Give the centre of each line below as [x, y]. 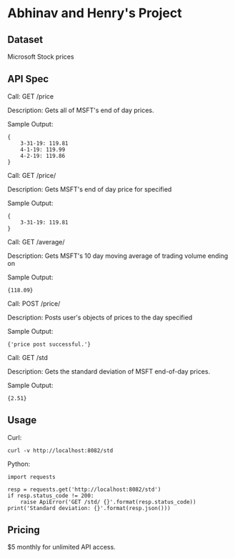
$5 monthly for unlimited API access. [61, 547]
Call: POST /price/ [34, 303]
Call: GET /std [28, 357]
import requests [31, 477]
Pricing [24, 530]
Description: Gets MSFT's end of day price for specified [90, 189]
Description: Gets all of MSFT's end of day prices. [81, 110]
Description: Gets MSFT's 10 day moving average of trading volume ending [118, 256]
